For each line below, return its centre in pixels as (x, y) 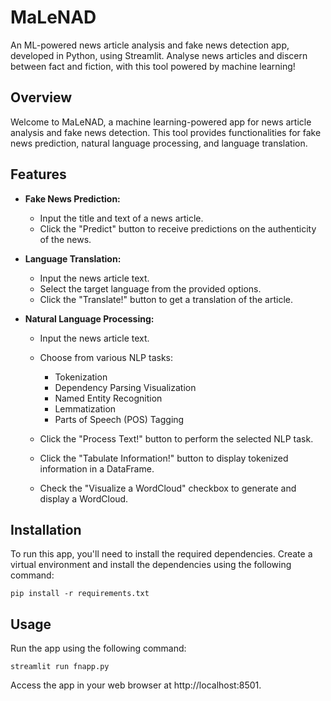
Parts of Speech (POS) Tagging (119, 419)
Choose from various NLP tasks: (106, 357)
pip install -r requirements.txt (80, 594)
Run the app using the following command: (98, 648)
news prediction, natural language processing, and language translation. (159, 143)
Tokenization (81, 377)
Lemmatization (85, 408)
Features (38, 174)
